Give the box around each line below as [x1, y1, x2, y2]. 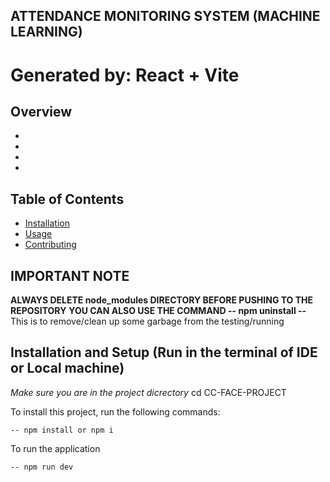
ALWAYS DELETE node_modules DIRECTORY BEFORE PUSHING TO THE [10, 294, 314, 306]
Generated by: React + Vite [10, 64, 240, 86]
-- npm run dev [10, 462, 74, 472]
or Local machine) [10, 360, 125, 377]
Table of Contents [10, 190, 125, 208]
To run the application [10, 442, 101, 454]
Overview [10, 103, 73, 120]
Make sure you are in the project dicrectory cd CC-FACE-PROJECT [10, 386, 287, 398]
